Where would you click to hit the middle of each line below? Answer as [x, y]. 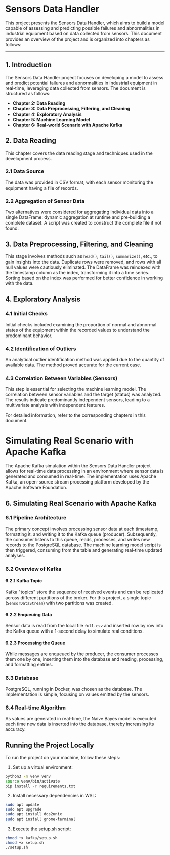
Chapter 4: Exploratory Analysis [47, 114]
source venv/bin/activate [32, 781]
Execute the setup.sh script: [42, 829]
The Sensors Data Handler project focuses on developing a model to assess [84, 77]
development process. [29, 158]
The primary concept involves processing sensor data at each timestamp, [82, 529]
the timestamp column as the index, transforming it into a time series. [77, 272]
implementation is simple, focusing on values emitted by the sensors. [77, 694]
